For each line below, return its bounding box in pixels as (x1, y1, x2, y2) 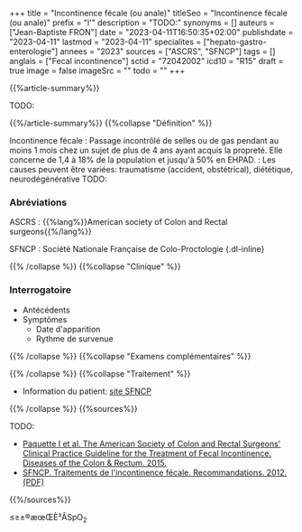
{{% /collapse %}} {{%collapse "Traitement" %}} (9, 368, 191, 378)
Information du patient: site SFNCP (22, 386, 151, 397)
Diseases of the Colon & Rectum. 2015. (22, 457, 167, 468)
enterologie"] (9, 46, 59, 57)
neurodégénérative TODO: (9, 173, 108, 184)
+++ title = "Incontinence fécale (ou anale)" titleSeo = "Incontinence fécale (9, 8, 288, 18)
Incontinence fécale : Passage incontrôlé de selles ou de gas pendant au (9, 135, 279, 145)
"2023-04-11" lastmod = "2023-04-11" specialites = (9, 36, 202, 47)
